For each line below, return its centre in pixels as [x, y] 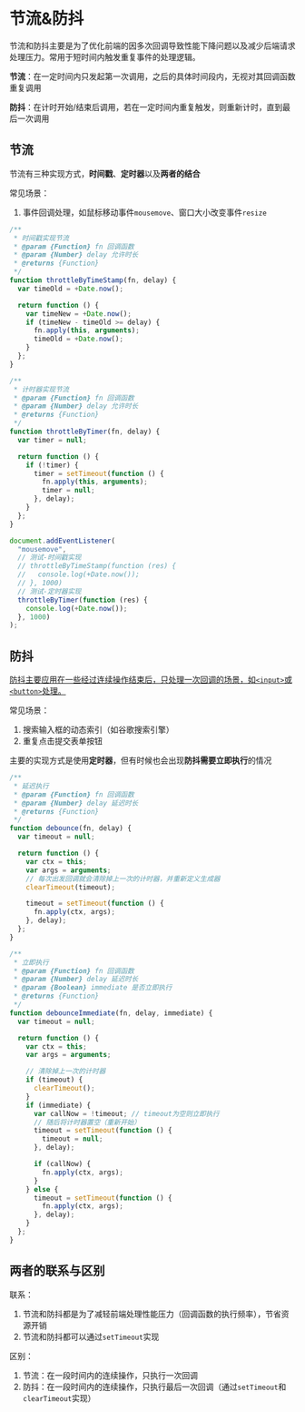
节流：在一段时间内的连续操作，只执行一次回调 [110, 1375]
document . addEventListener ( [63, 541]
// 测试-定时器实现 [49, 591]
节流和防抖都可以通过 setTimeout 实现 [91, 1336]
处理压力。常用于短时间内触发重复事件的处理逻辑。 [105, 56]
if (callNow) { [62, 1164]
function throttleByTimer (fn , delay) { [85, 432]
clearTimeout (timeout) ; [71, 887]
